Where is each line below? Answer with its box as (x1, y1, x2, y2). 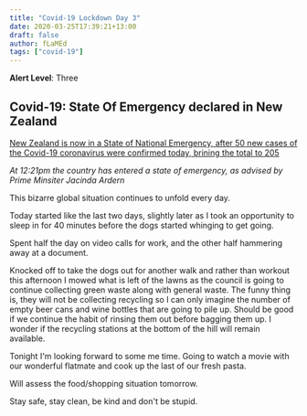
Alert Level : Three (9, 72, 79, 83)
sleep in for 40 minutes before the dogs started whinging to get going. (9, 219, 274, 230)
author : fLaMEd (9, 38, 68, 48)
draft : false (9, 30, 59, 39)
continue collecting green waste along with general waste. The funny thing (9, 284, 291, 295)
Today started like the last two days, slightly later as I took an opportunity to (9, 209, 295, 220)
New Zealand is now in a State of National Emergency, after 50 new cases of (9, 137, 298, 148)
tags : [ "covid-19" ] (9, 48, 84, 57)
